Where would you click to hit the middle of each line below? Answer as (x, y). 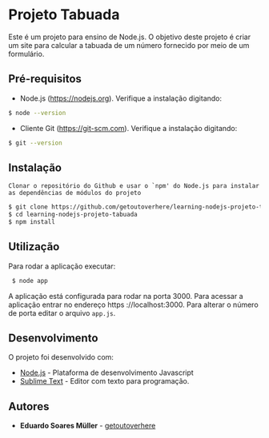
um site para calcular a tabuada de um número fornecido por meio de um (129, 45)
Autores (29, 406)
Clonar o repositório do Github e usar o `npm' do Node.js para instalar (134, 186)
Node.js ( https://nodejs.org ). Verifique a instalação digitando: (121, 98)
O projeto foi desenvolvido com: (61, 357)
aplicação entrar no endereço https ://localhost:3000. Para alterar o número (133, 305)
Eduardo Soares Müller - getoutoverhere (88, 426)
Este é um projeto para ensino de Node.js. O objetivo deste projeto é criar (129, 37)
